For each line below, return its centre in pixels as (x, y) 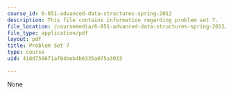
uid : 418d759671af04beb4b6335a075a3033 (65, 59)
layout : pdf (24, 39)
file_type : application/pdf (48, 33)
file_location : (29, 26)
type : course (26, 53)
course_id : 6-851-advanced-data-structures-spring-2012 (89, 13)
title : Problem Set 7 (38, 46)
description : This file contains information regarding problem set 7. (113, 20)
